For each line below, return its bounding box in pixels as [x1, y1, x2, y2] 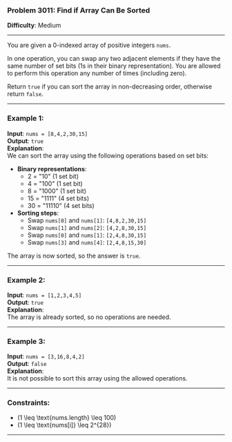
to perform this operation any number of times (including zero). [7, 69, 187, 77]
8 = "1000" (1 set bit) [27, 186, 87, 195]
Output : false [7, 360, 47, 368]
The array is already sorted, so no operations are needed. [7, 313, 171, 321]
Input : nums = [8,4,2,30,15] [7, 129, 88, 137]
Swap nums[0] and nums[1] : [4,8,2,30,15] [27, 216, 147, 224]
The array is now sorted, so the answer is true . [7, 251, 141, 260]
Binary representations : [17, 164, 87, 173]
